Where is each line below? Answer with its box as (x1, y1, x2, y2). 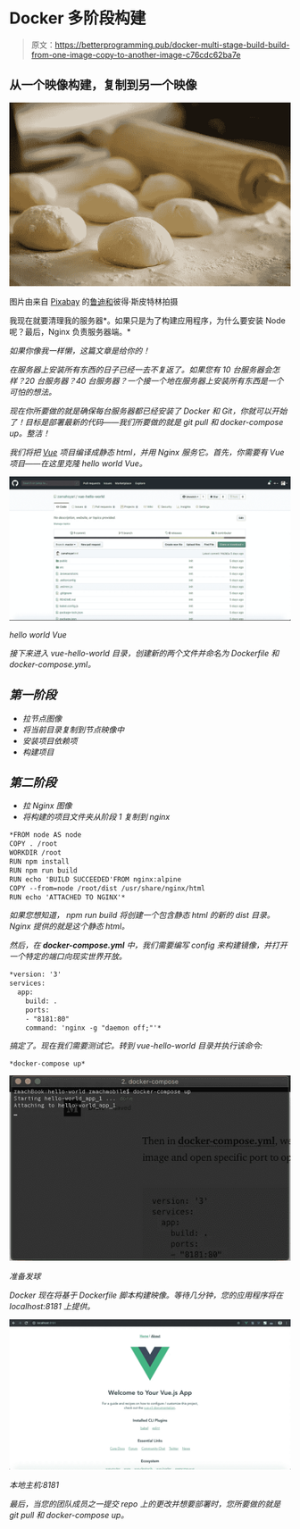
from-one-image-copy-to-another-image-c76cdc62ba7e (30, 49, 241, 60)
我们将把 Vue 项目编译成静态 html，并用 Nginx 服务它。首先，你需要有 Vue (9, 447, 285, 457)
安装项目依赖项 (21, 735, 78, 746)
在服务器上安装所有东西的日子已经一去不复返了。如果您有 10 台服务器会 (9, 363, 272, 375)
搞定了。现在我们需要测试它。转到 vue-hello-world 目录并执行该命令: (9, 1040, 263, 1051)
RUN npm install (9, 857, 70, 866)
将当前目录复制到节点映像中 (21, 724, 125, 735)
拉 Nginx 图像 (21, 800, 73, 811)
